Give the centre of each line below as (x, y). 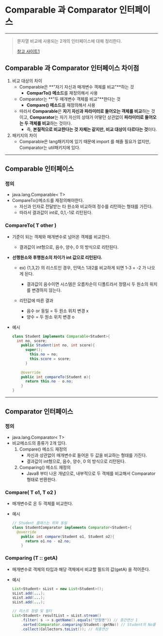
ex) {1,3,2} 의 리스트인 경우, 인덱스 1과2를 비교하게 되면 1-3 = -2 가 (83, 268)
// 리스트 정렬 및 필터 (32, 611)
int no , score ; (32, 341)
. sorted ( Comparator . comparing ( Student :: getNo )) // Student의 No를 (89, 624)
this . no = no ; (44, 354)
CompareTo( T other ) (31, 225)
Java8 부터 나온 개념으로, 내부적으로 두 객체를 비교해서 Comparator (91, 473)
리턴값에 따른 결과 (36, 300)
